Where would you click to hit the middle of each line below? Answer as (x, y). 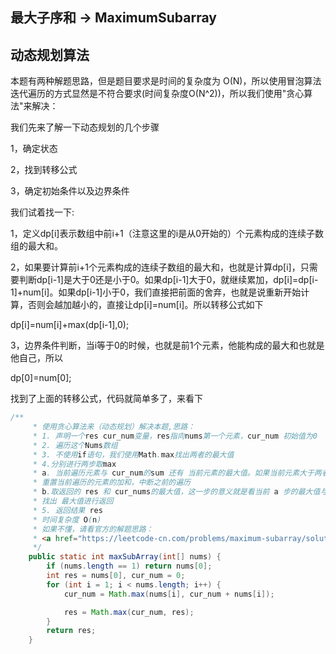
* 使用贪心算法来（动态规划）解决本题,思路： (114, 427)
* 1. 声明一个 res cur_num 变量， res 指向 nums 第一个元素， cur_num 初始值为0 (175, 436)
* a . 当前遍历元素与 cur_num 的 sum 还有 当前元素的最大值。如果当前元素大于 (173, 473)
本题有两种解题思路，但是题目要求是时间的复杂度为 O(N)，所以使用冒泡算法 (166, 81)
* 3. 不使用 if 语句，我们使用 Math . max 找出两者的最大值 (133, 454)
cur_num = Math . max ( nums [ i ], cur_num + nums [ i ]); (169, 594)
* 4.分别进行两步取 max (74, 464)
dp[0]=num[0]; (41, 378)
